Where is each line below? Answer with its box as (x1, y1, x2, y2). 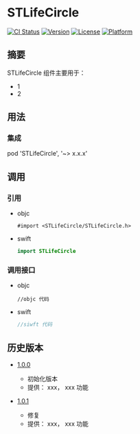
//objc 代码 (16, 296, 49, 303)
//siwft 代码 (16, 321, 53, 328)
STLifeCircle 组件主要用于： (7, 69, 86, 77)
